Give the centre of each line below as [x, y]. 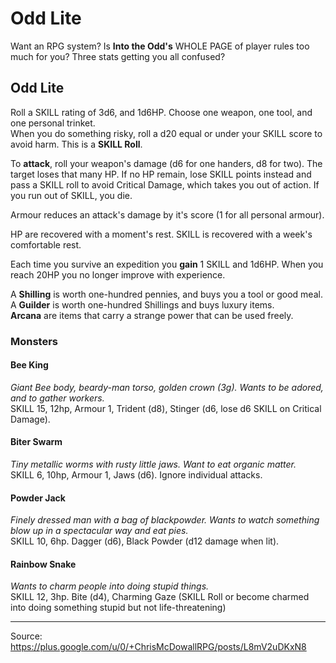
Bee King [29, 365]
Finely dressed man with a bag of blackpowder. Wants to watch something [165, 520]
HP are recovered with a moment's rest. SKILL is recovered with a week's [161, 234]
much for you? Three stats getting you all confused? [118, 56]
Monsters [34, 341]
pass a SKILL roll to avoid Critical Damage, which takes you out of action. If [165, 184]
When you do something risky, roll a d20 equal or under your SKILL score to [166, 133]
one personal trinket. [53, 123]
